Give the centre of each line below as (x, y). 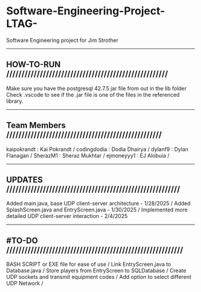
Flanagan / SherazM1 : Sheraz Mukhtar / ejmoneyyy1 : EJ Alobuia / (88, 155)
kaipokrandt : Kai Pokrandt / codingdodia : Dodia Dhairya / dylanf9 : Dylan (97, 149)
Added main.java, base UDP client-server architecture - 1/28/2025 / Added (98, 204)
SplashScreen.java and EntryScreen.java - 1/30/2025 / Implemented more (97, 210)
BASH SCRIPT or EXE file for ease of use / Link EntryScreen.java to (89, 265)
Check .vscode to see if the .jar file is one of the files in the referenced (93, 94)
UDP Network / (25, 283)
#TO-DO (22, 240)
